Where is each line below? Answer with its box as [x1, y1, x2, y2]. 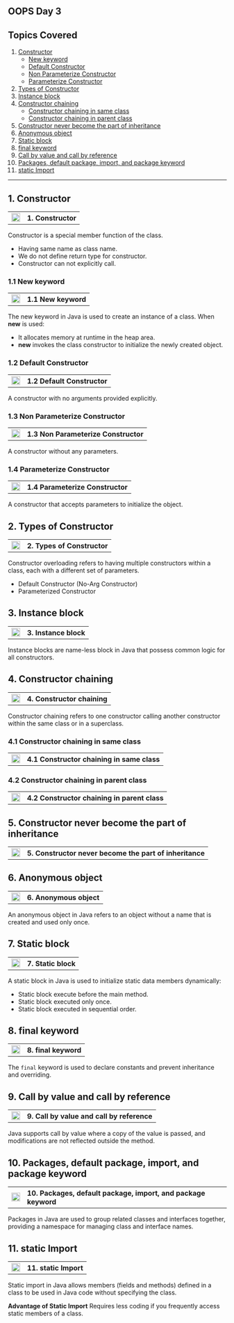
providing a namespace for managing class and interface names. [8, 1222, 194, 1230]
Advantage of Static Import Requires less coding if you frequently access [8, 1301, 220, 1310]
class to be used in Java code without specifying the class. [8, 1288, 177, 1297]
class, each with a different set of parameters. [8, 566, 140, 575]
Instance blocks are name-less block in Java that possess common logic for [8, 646, 226, 654]
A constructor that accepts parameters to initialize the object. [8, 500, 183, 508]
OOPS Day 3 [8, 6, 62, 17]
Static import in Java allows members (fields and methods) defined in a [8, 1281, 212, 1289]
